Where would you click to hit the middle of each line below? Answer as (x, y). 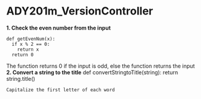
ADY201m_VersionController (80, 11)
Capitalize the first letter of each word (61, 90)
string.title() (21, 78)
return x (28, 49)
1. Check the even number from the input (58, 28)
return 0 (23, 55)
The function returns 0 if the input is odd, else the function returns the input (100, 66)
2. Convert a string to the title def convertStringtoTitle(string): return (92, 72)
